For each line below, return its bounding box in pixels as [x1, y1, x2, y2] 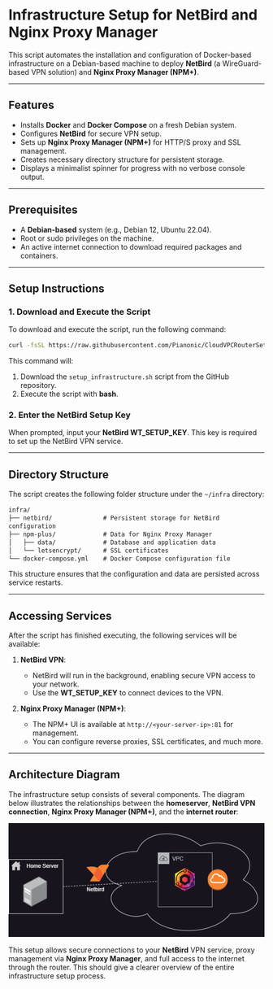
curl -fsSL [8, 342, 45, 350]
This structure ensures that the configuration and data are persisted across [8, 569, 260, 579]
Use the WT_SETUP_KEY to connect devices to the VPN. [32, 688, 223, 698]
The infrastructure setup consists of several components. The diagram [8, 789, 245, 799]
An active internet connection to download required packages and [19, 242, 242, 251]
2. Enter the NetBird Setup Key [8, 409, 132, 420]
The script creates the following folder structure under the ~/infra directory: [8, 490, 265, 499]
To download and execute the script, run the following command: [8, 325, 227, 334]
